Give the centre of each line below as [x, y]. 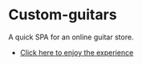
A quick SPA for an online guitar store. [71, 37]
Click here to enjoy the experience [77, 52]
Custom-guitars [63, 15]
